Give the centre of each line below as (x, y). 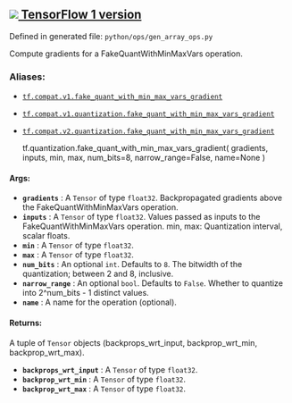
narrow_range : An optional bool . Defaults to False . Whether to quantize (153, 283)
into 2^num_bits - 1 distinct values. (85, 293)
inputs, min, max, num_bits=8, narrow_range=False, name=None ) (144, 158)
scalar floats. (46, 236)
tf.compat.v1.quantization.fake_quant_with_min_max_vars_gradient (148, 114)
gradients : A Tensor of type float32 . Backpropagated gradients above (152, 198)
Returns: (26, 323)
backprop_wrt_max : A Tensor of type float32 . (104, 389)
